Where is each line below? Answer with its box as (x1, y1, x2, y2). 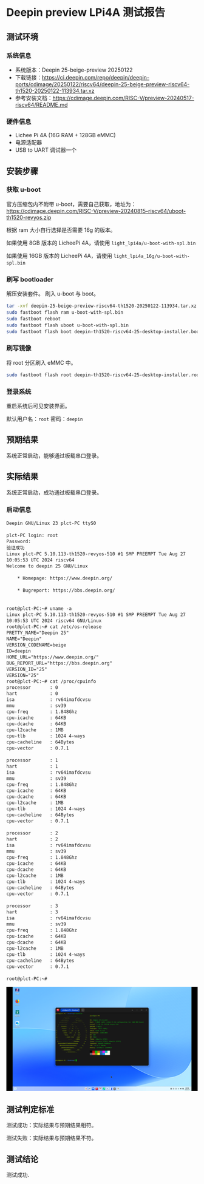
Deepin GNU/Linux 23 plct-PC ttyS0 (6, 520, 97, 526)
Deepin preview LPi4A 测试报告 (6, 5, 166, 19)
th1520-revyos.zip (6, 214, 52, 221)
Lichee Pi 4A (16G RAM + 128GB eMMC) (15, 132, 117, 139)
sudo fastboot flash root (6, 371, 72, 378)
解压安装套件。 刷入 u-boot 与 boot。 (6, 290, 99, 297)
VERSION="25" (6, 672, 39, 678)
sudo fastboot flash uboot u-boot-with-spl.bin (6, 322, 129, 328)
